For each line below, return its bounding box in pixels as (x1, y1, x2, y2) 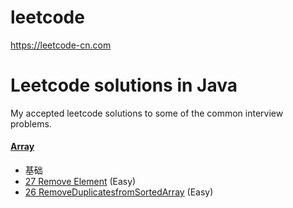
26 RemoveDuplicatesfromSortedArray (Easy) (24, 186, 214, 198)
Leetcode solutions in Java (10, 74, 238, 97)
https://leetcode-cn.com (10, 39, 112, 51)
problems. (10, 117, 52, 130)
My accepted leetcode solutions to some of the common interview (10, 107, 284, 119)
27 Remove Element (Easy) (24, 176, 137, 188)
